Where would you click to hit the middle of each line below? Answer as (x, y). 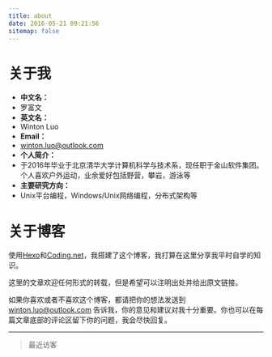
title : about (30, 16)
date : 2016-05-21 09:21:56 (54, 23)
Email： (33, 136)
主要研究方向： (45, 185)
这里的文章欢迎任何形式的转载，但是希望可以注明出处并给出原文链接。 (125, 283)
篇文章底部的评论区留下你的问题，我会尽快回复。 (90, 320)
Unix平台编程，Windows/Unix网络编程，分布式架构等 (109, 196)
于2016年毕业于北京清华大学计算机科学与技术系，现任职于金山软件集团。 (142, 165)
